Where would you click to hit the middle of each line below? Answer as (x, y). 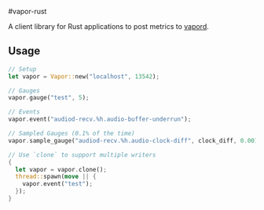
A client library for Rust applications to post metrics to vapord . (109, 26)
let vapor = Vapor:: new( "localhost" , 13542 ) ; (84, 76)
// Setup (22, 69)
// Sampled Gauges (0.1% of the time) (71, 134)
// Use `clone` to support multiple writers (82, 155)
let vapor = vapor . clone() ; (61, 169)
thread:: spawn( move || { (56, 177)
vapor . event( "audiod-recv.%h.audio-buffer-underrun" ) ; (100, 119)
